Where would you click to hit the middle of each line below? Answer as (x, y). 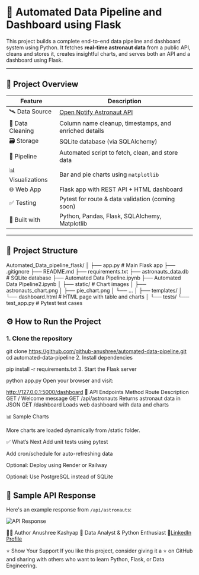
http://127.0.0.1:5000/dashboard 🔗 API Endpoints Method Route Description (98, 392)
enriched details (82, 131)
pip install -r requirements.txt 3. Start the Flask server (71, 369)
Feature (31, 101)
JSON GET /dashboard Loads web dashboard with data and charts (87, 405)
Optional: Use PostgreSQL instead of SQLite (60, 476)
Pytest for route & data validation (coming (117, 199)
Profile (14, 539)
